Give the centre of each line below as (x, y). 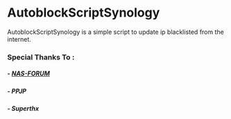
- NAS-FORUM (28, 73)
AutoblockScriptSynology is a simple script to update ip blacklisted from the (115, 32)
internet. (19, 39)
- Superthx (23, 109)
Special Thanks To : (41, 57)
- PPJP (17, 91)
